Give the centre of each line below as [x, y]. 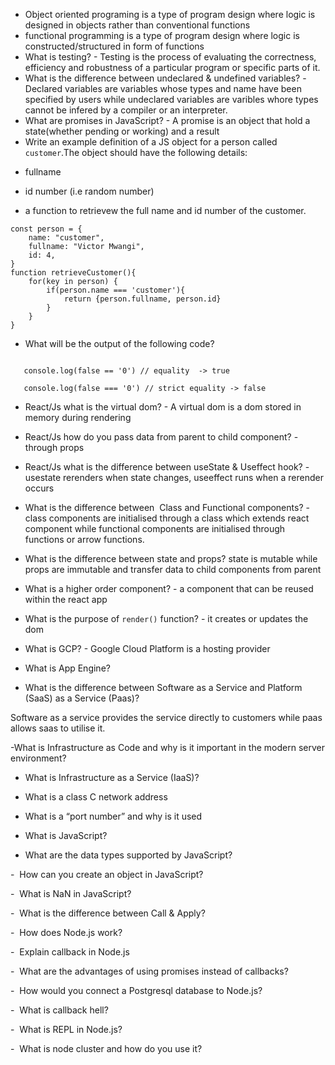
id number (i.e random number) [89, 191]
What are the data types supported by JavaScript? [128, 855]
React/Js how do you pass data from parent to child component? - [161, 437]
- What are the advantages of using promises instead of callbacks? [149, 971]
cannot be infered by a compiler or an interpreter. [126, 110]
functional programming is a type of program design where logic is [162, 35]
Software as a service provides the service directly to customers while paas [166, 717]
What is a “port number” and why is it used [113, 816]
